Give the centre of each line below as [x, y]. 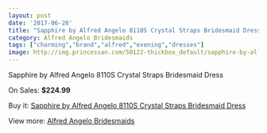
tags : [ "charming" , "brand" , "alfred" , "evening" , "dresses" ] [106, 45]
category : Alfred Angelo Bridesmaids [71, 38]
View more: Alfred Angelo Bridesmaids [72, 121]
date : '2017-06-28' [41, 23]
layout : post [30, 15]
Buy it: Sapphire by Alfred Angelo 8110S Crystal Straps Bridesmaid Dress [127, 105]
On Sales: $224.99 [39, 90]
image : [19, 52]
